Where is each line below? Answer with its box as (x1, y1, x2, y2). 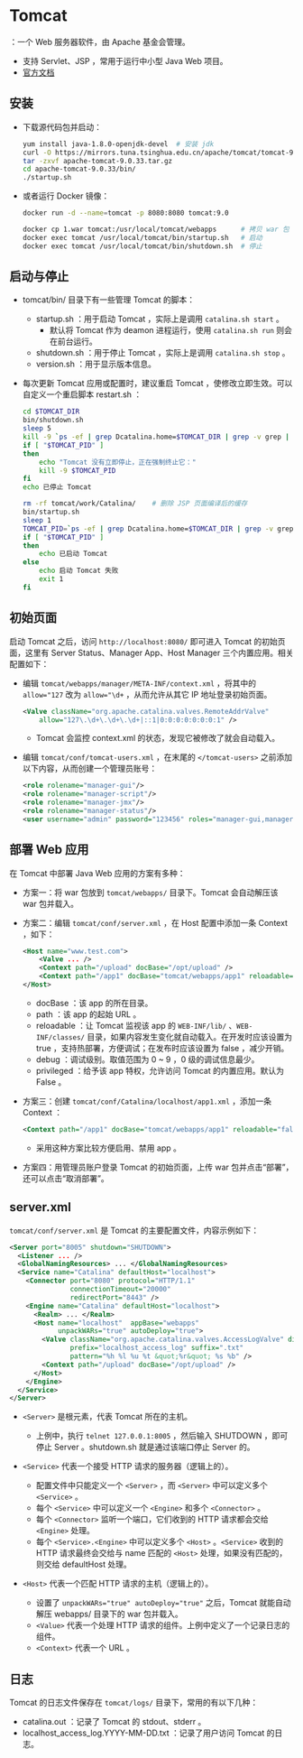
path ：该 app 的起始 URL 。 (35, 1008, 142, 1020)
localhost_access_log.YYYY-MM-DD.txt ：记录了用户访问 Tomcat (22, 1727, 265, 1738)
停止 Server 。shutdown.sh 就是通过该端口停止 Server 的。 (35, 1441, 255, 1453)
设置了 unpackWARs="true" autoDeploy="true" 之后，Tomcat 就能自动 (35, 1597, 291, 1608)
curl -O (22, 148, 51, 157)
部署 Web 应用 (9, 842, 89, 857)
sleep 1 (22, 515, 51, 524)
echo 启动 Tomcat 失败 (39, 566, 119, 576)
